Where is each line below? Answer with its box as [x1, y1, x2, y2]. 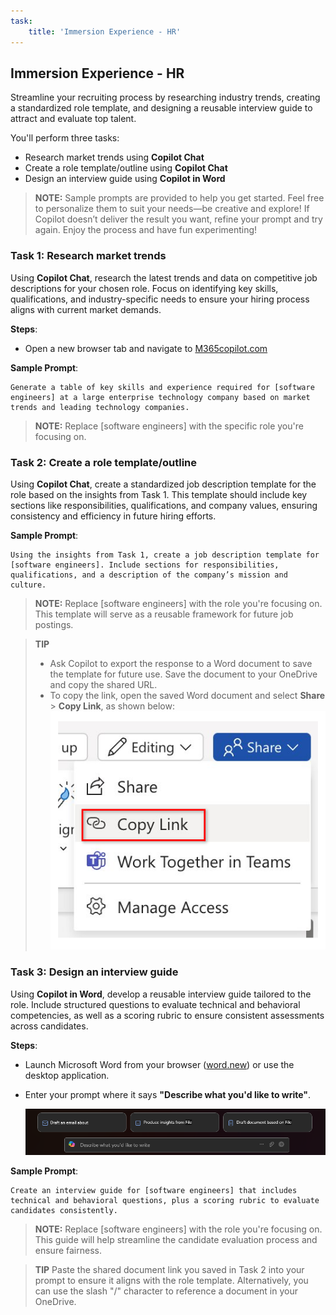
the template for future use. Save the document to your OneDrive [49, 668, 318, 680]
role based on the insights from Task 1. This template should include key [10, 488, 308, 500]
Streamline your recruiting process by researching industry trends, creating [10, 91, 321, 104]
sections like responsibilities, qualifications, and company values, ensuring [10, 499, 318, 511]
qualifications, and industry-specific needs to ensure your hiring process [10, 293, 310, 305]
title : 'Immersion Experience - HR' [28, 26, 182, 37]
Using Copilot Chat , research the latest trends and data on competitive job [10, 271, 318, 284]
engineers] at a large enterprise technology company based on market [10, 392, 311, 402]
